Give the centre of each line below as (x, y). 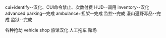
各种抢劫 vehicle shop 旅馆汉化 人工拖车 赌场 (51, 30)
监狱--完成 (21, 19)
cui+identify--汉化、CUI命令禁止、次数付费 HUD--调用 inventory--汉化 (77, 7)
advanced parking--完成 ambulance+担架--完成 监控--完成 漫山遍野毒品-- (81, 13)
